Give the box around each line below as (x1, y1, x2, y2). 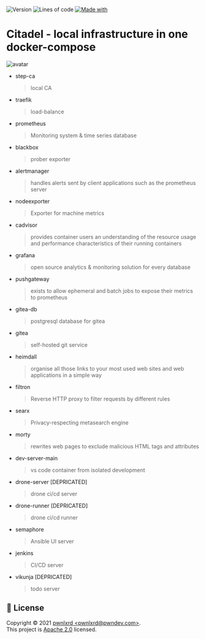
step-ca (15, 72, 35, 80)
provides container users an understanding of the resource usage (30, 233, 196, 240)
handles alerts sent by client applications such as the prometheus (30, 179, 196, 186)
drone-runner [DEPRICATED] (15, 502, 88, 509)
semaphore (15, 526, 44, 533)
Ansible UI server (30, 537, 75, 545)
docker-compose (6, 40, 96, 55)
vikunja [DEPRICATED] (15, 573, 72, 580)
